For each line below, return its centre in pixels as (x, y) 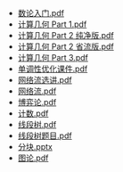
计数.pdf (33, 113)
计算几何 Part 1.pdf (52, 24)
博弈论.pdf (37, 102)
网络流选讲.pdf (45, 80)
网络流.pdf (37, 91)
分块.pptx (35, 147)
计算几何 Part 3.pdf (53, 57)
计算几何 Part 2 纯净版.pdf (66, 35)
